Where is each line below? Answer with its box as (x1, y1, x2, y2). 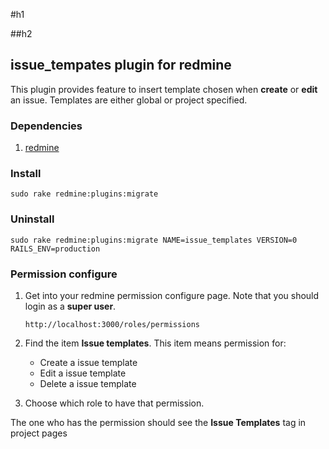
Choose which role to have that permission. (24, 397, 205, 409)
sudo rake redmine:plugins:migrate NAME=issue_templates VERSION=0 (10, 235, 298, 245)
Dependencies (10, 119, 83, 133)
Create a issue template (39, 357, 138, 368)
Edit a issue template (39, 367, 127, 379)
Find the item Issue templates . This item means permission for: (24, 337, 287, 349)
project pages (10, 427, 68, 439)
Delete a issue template (39, 378, 137, 389)
